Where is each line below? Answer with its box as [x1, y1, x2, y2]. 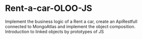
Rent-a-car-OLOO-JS [5, 3, 93, 14]
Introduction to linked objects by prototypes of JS [5, 29, 104, 34]
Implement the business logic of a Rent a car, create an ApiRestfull [5, 19, 138, 24]
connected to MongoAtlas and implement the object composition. [5, 23, 136, 29]
